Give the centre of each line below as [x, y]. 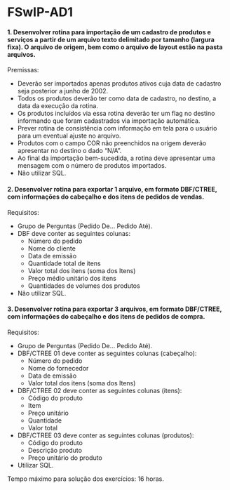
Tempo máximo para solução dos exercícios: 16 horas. [86, 479]
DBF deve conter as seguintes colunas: [74, 233]
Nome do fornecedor [58, 368]
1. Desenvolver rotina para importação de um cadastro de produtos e [109, 32]
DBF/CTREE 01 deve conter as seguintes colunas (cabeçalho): [107, 353]
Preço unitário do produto [65, 458]
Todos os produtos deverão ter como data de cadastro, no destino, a [117, 98]
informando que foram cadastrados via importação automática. [109, 121]
